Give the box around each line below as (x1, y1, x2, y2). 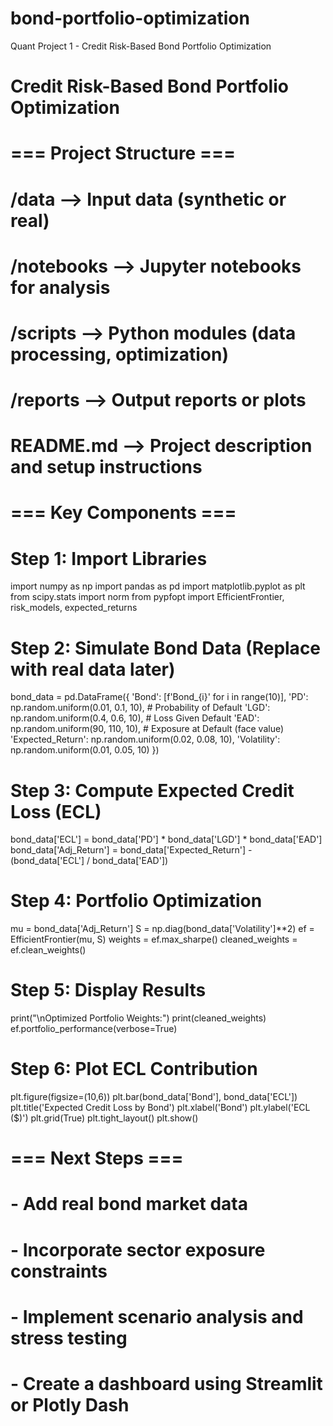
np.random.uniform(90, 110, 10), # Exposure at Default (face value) (10, 723, 285, 735)
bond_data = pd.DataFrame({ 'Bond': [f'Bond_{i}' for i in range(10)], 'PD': (10, 691, 309, 703)
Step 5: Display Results (10, 979, 207, 1002)
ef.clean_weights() (10, 944, 87, 956)
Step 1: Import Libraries (10, 547, 208, 570)
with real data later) (10, 658, 176, 681)
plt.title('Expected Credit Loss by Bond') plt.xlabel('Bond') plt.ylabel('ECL (10, 1102, 311, 1114)
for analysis (10, 276, 111, 299)
